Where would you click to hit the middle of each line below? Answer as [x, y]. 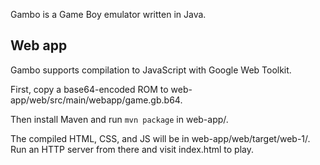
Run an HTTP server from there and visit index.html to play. [132, 149]
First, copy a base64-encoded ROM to [89, 89]
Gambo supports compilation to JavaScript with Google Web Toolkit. [151, 70]
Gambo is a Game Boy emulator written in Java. [108, 14]
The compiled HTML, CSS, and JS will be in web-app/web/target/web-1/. [160, 138]
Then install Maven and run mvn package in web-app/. [119, 119]
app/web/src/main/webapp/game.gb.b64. [96, 100]
